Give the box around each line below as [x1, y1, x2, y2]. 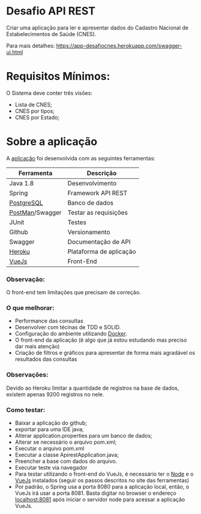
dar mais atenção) [14, 343, 60, 350]
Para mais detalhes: [6, 42, 55, 49]
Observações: [6, 370, 49, 379]
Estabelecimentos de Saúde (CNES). [6, 30, 97, 37]
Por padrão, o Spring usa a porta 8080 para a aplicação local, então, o [14, 483, 190, 490]
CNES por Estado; [14, 113, 60, 121]
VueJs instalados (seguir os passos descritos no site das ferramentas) [14, 477, 190, 484]
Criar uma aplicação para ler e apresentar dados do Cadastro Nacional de [6, 24, 189, 31]
